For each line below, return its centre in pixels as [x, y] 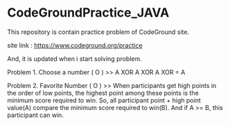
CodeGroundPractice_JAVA [88, 13]
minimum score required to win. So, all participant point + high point [104, 100]
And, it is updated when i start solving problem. [74, 58]
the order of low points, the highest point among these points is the [103, 93]
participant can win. [36, 115]
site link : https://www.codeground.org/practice [75, 45]
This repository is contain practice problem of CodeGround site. [98, 32]
